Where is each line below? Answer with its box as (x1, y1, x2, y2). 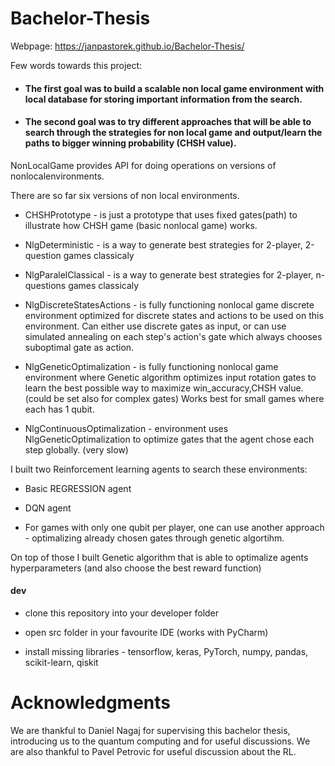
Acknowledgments (10, 692, 172, 714)
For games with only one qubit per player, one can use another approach (24, 521, 325, 533)
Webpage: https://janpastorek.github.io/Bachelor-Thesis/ (10, 40, 245, 52)
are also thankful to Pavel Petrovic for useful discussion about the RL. (10, 745, 297, 757)
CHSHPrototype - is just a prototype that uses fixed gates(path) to (24, 208, 298, 221)
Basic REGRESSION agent (24, 482, 132, 494)
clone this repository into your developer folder (24, 607, 220, 619)
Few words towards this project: (10, 59, 143, 71)
